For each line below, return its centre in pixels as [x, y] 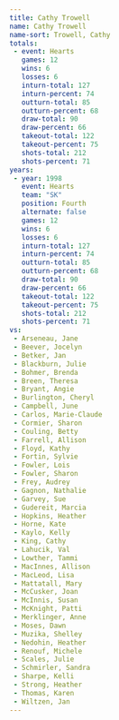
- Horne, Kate [40, 524]
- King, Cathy [40, 541]
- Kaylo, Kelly [41, 533]
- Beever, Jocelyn [48, 347]
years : [22, 170]
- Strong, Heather [48, 685]
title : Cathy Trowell [50, 18]
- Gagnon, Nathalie [50, 490]
